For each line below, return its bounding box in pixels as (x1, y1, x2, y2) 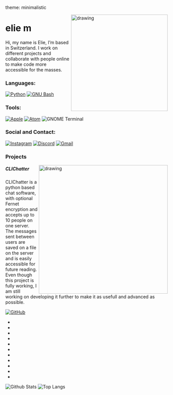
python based (5, 184, 35, 190)
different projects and (5, 50, 51, 56)
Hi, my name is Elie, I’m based (5, 39, 69, 45)
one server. (5, 222, 29, 228)
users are (5, 239, 26, 245)
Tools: (5, 104, 22, 111)
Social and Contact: (5, 129, 56, 136)
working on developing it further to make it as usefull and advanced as (5, 293, 155, 300)
